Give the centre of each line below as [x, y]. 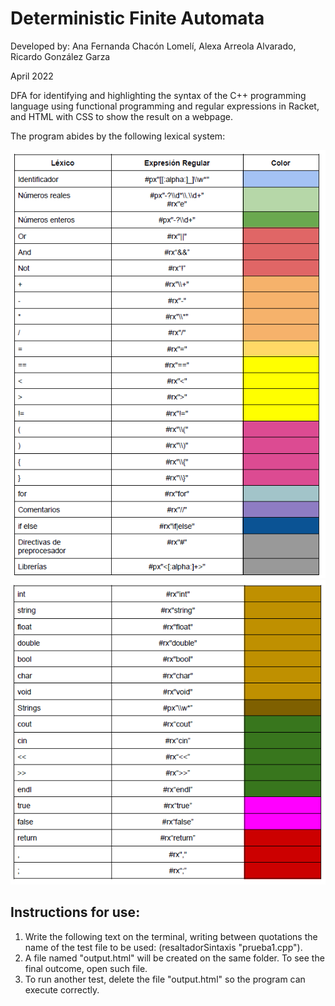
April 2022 [32, 76]
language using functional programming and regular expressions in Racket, [165, 106]
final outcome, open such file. [86, 968]
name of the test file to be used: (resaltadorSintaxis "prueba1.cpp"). [163, 947]
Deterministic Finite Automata [137, 18]
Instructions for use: [75, 912]
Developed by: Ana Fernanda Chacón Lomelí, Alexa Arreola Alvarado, [153, 46]
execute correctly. [62, 989]
